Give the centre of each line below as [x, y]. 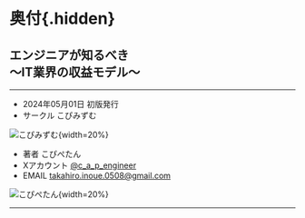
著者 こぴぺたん [52, 154]
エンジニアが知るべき [69, 55]
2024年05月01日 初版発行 [71, 104]
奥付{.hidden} [63, 19]
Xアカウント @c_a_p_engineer [79, 165]
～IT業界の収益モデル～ [75, 72]
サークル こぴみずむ [59, 115]
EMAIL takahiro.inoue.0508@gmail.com [96, 175]
